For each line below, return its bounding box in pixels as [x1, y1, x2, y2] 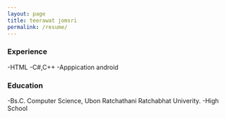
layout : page [7, 10, 46, 18]
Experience [7, 47, 47, 57]
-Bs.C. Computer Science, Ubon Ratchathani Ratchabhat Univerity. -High [7, 96, 219, 105]
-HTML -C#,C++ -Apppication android [7, 63, 119, 71]
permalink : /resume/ [7, 23, 69, 30]
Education [7, 81, 44, 90]
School [7, 104, 28, 112]
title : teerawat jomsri [7, 17, 78, 24]
